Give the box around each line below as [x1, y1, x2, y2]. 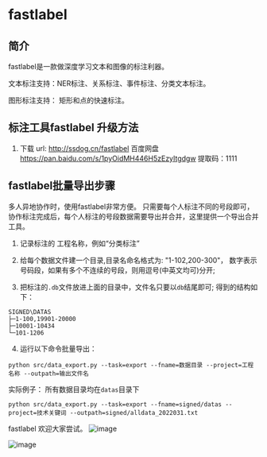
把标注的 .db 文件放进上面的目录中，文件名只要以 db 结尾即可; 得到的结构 [19, 282, 251, 292]
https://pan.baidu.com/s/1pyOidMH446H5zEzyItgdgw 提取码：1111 [19, 153, 238, 163]
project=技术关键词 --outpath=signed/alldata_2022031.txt [8, 409, 199, 416]
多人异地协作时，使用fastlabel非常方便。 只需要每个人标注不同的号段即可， [8, 201, 254, 211]
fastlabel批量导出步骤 [8, 179, 115, 192]
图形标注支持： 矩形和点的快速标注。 [8, 95, 129, 105]
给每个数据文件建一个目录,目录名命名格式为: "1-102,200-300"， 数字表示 [19, 255, 257, 265]
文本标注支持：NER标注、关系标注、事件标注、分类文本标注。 [8, 79, 211, 88]
